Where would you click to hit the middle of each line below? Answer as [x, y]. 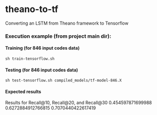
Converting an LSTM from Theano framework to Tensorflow [67, 23]
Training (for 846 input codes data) [42, 48]
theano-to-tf [32, 9]
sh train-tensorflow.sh [30, 59]
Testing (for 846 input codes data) [42, 70]
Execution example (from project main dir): [58, 36]
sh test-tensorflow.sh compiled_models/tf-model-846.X [63, 81]
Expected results [23, 91]
